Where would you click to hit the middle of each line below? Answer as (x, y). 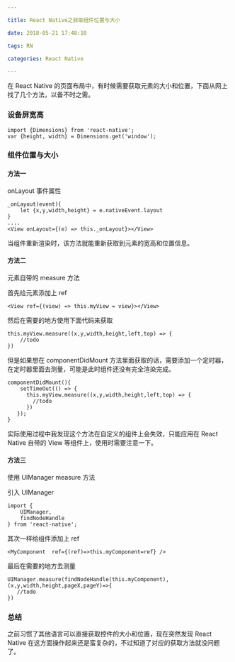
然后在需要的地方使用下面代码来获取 (60, 320)
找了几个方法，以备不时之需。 (51, 95)
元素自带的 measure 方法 (44, 277)
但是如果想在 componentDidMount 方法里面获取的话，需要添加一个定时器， (117, 360)
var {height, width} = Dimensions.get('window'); (82, 136)
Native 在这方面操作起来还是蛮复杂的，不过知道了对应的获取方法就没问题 (114, 643)
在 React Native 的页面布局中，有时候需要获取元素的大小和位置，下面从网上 (117, 86)
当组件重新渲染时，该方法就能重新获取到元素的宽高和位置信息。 (100, 243)
